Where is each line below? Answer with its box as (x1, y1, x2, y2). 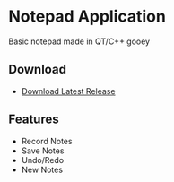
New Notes (21, 164, 64, 175)
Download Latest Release (21, 85, 116, 96)
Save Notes (21, 145, 65, 156)
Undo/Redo (21, 154, 65, 165)
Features (8, 112, 59, 127)
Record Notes (21, 135, 73, 146)
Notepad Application (8, 6, 167, 27)
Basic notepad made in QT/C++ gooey (8, 36, 150, 47)
